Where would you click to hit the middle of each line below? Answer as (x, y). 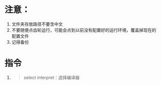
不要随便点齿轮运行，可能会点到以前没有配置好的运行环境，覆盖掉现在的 (84, 30)
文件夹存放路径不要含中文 (37, 24)
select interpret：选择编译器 (52, 77)
